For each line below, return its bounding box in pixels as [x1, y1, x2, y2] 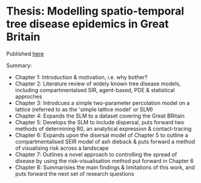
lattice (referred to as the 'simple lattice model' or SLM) [15, 105, 153, 113]
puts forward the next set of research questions [15, 170, 134, 177]
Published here [6, 50, 44, 57]
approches [15, 93, 42, 100]
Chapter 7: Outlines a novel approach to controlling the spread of [15, 150, 177, 158]
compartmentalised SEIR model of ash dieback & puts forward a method [15, 138, 196, 145]
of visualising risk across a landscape [15, 144, 109, 151]
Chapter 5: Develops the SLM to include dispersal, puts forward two [15, 118, 185, 125]
